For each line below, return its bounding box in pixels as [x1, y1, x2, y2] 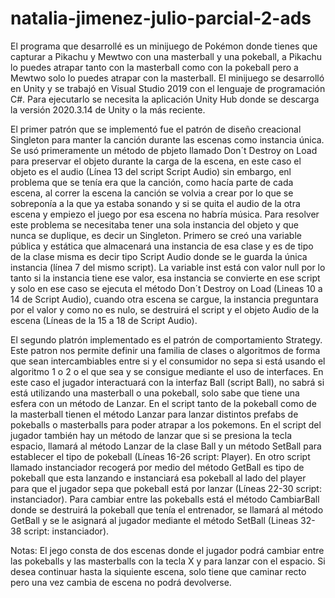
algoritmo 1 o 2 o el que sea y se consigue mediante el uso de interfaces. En [10, 365, 324, 377]
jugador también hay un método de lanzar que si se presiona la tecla [10, 429, 293, 441]
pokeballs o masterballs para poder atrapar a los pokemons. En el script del [10, 418, 322, 431]
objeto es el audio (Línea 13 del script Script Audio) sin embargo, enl [10, 165, 292, 177]
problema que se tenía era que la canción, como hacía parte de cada [10, 176, 294, 188]
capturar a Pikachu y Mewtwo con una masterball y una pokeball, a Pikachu [10, 50, 323, 62]
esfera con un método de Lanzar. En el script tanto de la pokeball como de [10, 397, 317, 409]
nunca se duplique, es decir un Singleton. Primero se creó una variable [10, 229, 302, 241]
